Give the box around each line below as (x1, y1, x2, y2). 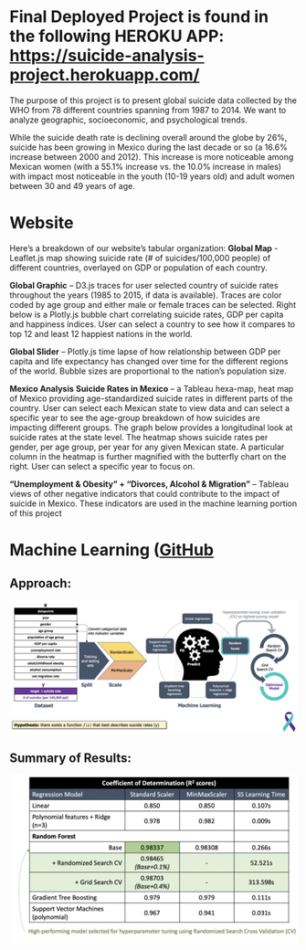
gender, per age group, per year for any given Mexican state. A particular (9, 441, 285, 452)
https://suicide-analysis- (9, 46, 205, 66)
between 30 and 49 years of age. (9, 180, 135, 191)
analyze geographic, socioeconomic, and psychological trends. (9, 114, 248, 125)
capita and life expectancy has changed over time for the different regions (9, 355, 289, 366)
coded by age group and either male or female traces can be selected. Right (9, 299, 297, 310)
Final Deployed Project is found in (9, 6, 269, 27)
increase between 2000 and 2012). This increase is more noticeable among (9, 151, 294, 162)
